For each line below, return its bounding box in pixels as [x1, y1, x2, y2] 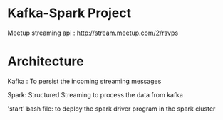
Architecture [7, 53, 84, 70]
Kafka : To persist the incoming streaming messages [7, 77, 162, 85]
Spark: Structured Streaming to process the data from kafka [7, 90, 184, 99]
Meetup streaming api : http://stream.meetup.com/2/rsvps [7, 28, 179, 37]
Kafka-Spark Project [7, 5, 132, 21]
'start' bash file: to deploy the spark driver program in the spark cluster [7, 104, 216, 113]
